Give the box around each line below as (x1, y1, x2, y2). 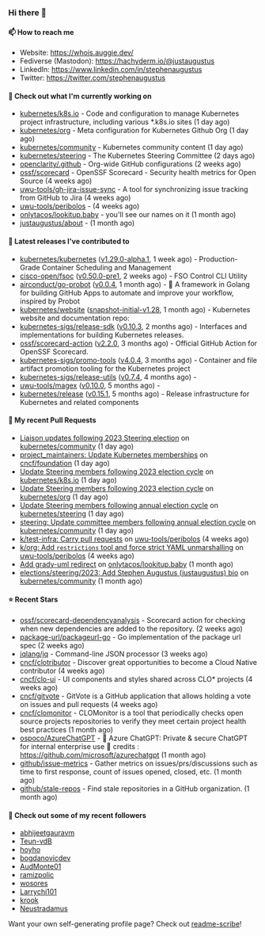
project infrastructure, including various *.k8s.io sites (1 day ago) (19, 117, 230, 127)
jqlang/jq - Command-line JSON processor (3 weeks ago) (19, 649, 208, 659)
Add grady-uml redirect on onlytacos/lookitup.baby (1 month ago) (19, 559, 234, 569)
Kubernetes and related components (19, 397, 139, 407)
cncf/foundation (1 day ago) (19, 458, 111, 468)
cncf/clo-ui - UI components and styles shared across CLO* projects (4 (19, 674, 253, 684)
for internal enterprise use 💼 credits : (19, 741, 140, 751)
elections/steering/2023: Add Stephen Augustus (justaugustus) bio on (19, 567, 249, 577)
